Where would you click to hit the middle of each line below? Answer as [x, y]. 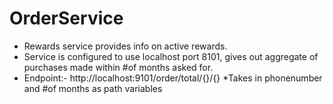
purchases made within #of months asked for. [118, 67]
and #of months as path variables [93, 88]
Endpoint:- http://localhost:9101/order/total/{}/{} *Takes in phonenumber [173, 78]
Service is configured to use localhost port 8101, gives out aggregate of [171, 56]
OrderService [66, 18]
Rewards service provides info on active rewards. [125, 46]
